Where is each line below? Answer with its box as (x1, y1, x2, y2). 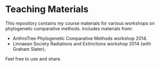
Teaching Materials (5, 4, 89, 15)
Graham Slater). (12, 46, 46, 52)
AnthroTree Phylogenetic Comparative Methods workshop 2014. (12, 35, 148, 41)
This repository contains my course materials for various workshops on (5, 20, 155, 26)
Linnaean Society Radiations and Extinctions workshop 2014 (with (12, 40, 151, 46)
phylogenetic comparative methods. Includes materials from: (5, 25, 133, 31)
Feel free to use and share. (5, 55, 62, 61)
